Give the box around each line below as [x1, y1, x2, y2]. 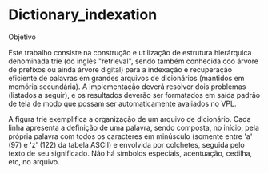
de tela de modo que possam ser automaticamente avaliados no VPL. [8, 99, 237, 108]
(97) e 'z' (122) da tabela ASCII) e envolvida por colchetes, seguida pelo [8, 140, 246, 149]
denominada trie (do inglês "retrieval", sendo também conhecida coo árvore [8, 56, 258, 66]
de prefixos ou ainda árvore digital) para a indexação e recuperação [8, 64, 233, 74]
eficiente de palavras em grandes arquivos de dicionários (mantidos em [8, 73, 245, 83]
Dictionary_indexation [8, 6, 158, 24]
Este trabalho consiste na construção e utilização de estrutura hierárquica [8, 47, 252, 57]
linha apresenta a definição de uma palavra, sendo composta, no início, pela [8, 123, 260, 132]
